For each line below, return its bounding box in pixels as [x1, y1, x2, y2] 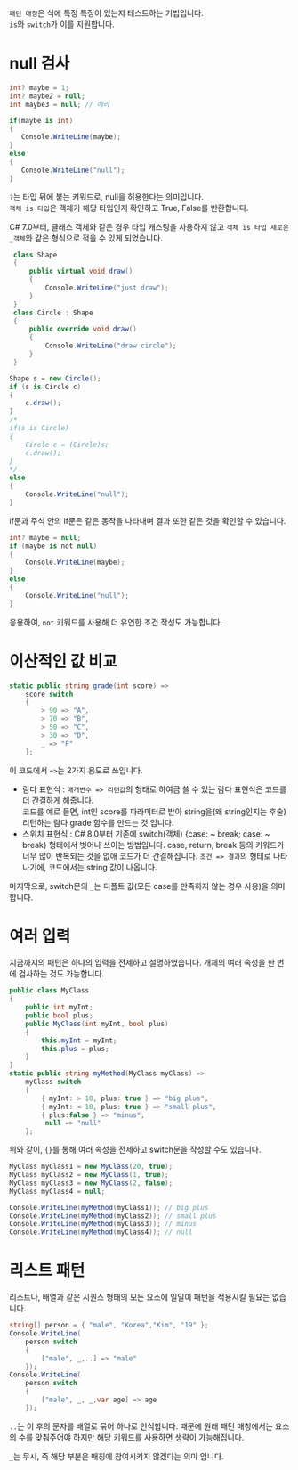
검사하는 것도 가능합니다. [18, 968, 105, 979]
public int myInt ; [25, 1003, 93, 1012]
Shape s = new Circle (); [9, 373, 101, 383]
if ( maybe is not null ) [9, 542, 98, 551]
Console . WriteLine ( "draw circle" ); [44, 341, 177, 350]
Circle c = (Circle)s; [25, 440, 109, 449]
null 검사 [9, 53, 70, 74]
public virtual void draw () [28, 266, 133, 276]
